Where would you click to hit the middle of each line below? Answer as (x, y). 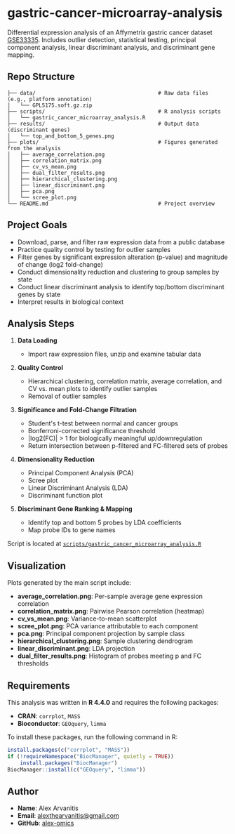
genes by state (39, 294)
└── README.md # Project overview (111, 204)
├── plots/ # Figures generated (113, 142)
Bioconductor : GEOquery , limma (62, 723)
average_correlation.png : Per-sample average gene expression (110, 596)
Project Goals (38, 225)
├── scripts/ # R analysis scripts (114, 111)
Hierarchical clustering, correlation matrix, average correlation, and (125, 381)
